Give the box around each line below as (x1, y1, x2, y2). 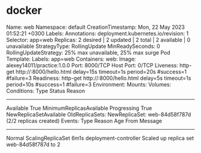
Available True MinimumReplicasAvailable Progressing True (6, 104, 153, 112)
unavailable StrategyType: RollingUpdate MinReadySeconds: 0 (6, 43, 160, 50)
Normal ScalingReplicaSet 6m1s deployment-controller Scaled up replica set (6, 134, 194, 142)
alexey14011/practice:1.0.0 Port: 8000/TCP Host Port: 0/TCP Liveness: (6, 61, 178, 69)
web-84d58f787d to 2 (6, 140, 61, 148)
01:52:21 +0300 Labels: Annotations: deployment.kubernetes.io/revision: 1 (6, 29, 189, 37)
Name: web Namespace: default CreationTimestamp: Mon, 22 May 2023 (6, 23, 185, 31)
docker (6, 4, 42, 17)
